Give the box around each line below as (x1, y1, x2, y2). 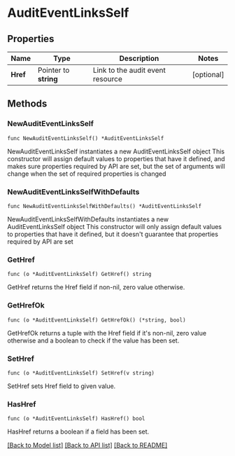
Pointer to (37, 65, 70, 75)
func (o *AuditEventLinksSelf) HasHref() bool (7, 415, 145, 422)
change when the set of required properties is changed (7, 170, 166, 178)
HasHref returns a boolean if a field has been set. (7, 427, 150, 436)
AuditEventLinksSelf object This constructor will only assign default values (7, 222, 222, 230)
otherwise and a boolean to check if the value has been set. (7, 336, 180, 345)
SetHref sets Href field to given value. (7, 382, 116, 390)
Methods (7, 98, 48, 110)
